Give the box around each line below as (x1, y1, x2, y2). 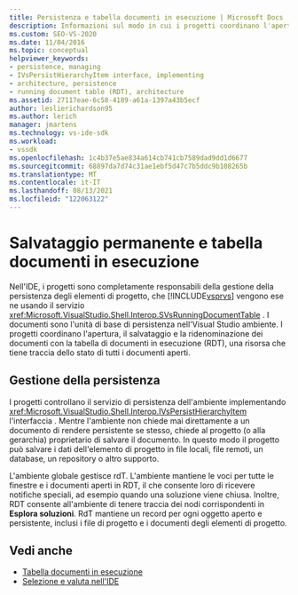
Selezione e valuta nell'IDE (21, 576, 120, 587)
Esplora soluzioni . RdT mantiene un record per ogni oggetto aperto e (9, 508, 263, 519)
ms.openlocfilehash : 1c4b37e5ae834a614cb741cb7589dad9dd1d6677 (9, 153, 248, 163)
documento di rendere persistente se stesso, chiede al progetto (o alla (9, 424, 266, 435)
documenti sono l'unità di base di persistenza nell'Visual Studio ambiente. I (9, 319, 283, 329)
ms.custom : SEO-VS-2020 (9, 29, 98, 38)
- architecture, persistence (9, 79, 117, 88)
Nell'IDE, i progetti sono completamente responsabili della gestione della (9, 281, 274, 291)
